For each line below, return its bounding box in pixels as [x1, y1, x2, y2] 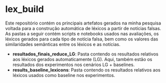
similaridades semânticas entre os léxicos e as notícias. [5, 41, 121, 47]
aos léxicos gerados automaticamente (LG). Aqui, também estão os [12, 56, 152, 62]
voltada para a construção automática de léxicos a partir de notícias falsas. [5, 25, 161, 31]
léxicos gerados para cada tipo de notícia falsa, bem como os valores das [5, 36, 158, 42]
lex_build [5, 3, 44, 15]
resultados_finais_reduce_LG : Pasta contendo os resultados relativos [12, 51, 159, 57]
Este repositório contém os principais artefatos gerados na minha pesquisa [5, 20, 161, 26]
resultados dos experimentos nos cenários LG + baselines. [12, 61, 135, 67]
